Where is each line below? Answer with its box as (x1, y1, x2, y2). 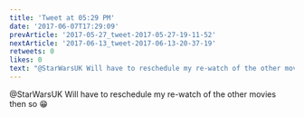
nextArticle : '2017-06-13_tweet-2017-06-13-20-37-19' (9, 38, 217, 48)
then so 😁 (9, 98, 48, 109)
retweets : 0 (9, 47, 54, 56)
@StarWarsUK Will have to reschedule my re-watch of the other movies (9, 88, 277, 100)
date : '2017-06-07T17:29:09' (9, 22, 119, 31)
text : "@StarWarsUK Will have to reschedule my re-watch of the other (9, 64, 281, 73)
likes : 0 (9, 55, 43, 64)
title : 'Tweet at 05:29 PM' (9, 13, 116, 23)
